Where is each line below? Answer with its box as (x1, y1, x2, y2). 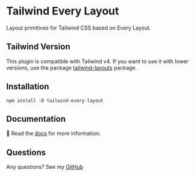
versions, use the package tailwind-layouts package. (6, 64, 137, 71)
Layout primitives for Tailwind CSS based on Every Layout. (6, 24, 152, 31)
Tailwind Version (6, 42, 70, 52)
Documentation (6, 113, 66, 124)
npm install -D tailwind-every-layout (6, 98, 104, 104)
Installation (6, 81, 49, 92)
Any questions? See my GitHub (6, 163, 83, 171)
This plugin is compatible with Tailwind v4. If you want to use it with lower (6, 57, 189, 64)
